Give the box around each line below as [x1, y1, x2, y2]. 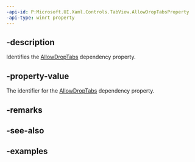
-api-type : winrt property [6, 15, 75, 21]
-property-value [6, 71, 69, 81]
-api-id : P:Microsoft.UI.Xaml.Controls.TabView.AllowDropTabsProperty [6, 9, 190, 15]
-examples [6, 146, 48, 157]
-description [6, 37, 55, 48]
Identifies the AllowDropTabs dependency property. [6, 53, 136, 61]
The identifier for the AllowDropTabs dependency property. [6, 87, 155, 94]
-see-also [6, 125, 44, 136]
